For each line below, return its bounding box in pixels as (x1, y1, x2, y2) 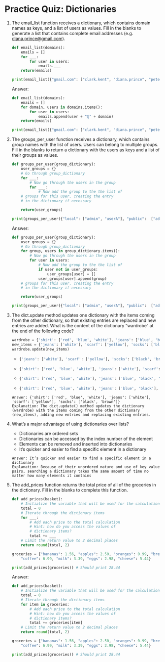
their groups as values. (11, 152, 59, 158)
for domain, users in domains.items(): (21, 105, 103, 110)
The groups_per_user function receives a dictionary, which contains (11, 136, 150, 142)
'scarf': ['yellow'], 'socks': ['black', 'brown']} (11, 399, 120, 404)
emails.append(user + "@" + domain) (38, 114, 114, 119)
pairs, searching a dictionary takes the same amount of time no (11, 469, 149, 474)
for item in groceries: (21, 602, 69, 607)
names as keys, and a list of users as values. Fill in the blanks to (11, 25, 141, 31)
